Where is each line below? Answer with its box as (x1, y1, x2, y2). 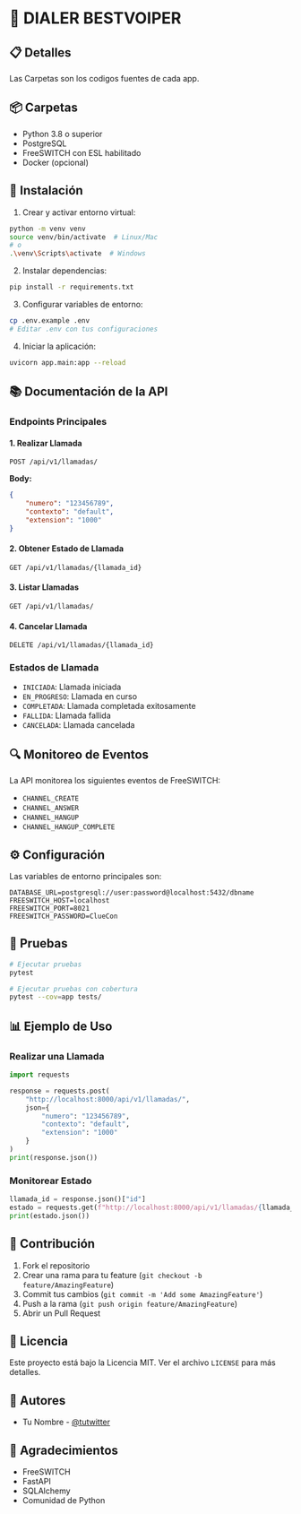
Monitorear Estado (9, 1174, 92, 1187)
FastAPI (21, 1475, 51, 1486)
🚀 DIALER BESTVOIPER (9, 8, 182, 29)
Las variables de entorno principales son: (9, 871, 162, 882)
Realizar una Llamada (9, 1050, 105, 1062)
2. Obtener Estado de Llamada (9, 543, 124, 554)
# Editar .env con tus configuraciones (9, 324, 159, 333)
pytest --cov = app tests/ (9, 992, 102, 1002)
